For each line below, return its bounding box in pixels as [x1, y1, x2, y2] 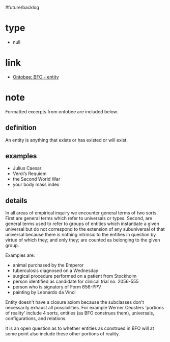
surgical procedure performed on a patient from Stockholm [12, 273, 137, 279]
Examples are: [5, 252, 35, 258]
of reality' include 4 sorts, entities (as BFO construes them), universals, [5, 310, 154, 316]
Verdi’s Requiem [12, 170, 47, 177]
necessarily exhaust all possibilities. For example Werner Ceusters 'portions [5, 305, 164, 311]
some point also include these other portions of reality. [5, 331, 120, 337]
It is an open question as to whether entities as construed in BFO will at [5, 325, 154, 331]
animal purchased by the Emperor [12, 262, 84, 268]
